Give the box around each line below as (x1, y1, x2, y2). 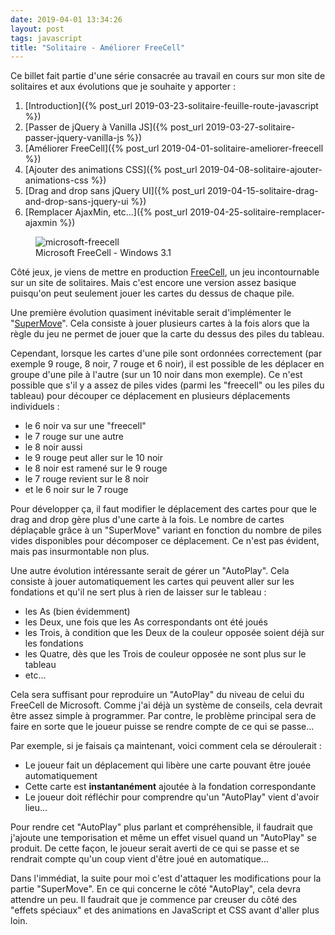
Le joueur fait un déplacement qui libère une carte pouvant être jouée (24, 759, 312, 771)
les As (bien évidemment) (24, 606, 131, 618)
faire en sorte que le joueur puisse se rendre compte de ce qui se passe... (10, 721, 315, 733)
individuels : (10, 401, 60, 413)
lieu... (24, 802, 48, 814)
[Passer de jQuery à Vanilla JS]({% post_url (24, 121, 204, 133)
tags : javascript (10, 33, 83, 43)
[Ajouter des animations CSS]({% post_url (24, 164, 198, 176)
